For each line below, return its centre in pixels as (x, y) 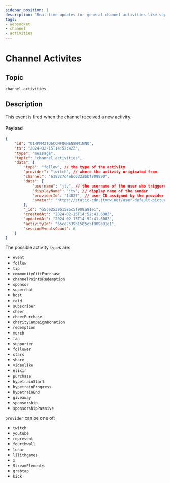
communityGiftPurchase (36, 274)
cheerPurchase (27, 317)
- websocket (18, 24)
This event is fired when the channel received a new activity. (68, 117)
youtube (20, 434)
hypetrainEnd (26, 393)
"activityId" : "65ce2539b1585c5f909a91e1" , (70, 224)
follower (22, 349)
